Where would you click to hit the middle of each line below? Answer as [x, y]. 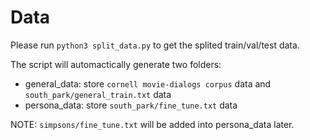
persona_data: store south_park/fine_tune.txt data [131, 105]
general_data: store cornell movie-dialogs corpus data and [148, 83]
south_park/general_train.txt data [98, 94]
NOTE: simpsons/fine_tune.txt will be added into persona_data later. [152, 124]
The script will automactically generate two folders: [116, 64]
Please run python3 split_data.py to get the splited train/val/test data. [155, 45]
